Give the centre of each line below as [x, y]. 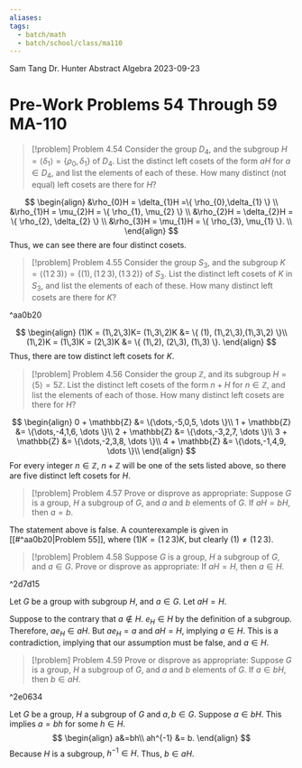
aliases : [26, 18]
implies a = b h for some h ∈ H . [68, 724]
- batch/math [42, 34]
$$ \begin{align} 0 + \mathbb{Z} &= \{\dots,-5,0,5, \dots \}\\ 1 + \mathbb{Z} [151, 421]
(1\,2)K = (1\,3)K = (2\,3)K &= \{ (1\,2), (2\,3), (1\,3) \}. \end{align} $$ [151, 342]
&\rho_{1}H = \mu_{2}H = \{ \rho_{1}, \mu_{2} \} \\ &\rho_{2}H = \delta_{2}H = [151, 211]
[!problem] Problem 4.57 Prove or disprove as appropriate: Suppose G [161, 493]
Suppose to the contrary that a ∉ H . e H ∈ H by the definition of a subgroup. [151, 620]
